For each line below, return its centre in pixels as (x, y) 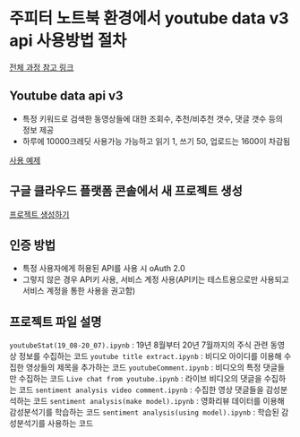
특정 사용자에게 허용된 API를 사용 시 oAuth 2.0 (103, 269)
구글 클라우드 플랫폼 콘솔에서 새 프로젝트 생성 (126, 191)
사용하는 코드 (71, 424)
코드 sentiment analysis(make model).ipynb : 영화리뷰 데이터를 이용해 (159, 401)
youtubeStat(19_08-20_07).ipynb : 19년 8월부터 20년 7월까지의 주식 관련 (139, 345)
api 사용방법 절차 (68, 41)
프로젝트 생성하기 (39, 214)
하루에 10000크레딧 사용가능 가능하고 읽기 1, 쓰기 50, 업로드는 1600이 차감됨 (156, 141)
